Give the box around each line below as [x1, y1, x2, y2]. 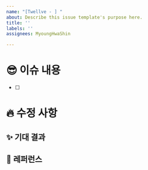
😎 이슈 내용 [6, 64, 61, 78]
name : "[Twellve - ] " [6, 8, 63, 15]
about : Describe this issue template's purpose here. [6, 14, 143, 20]
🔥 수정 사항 [6, 107, 58, 120]
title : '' [6, 20, 31, 26]
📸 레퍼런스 [6, 154, 43, 165]
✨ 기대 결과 [6, 132, 46, 142]
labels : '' [6, 25, 33, 32]
